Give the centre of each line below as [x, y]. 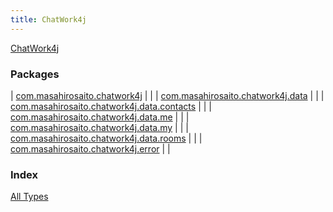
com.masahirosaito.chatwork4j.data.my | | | [99, 127]
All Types [29, 197]
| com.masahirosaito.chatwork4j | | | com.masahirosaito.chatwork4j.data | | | [167, 95]
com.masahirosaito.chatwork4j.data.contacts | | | [111, 106]
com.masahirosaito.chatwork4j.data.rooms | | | [106, 138]
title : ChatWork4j [48, 19]
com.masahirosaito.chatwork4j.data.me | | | [100, 117]
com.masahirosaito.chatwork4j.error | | [90, 148]
